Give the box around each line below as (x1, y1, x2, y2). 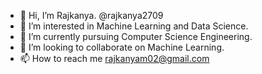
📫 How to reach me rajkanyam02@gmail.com (19, 53, 210, 64)
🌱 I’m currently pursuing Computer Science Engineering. (19, 31, 253, 42)
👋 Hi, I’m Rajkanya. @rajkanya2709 (19, 10, 164, 21)
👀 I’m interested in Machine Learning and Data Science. (19, 20, 249, 32)
